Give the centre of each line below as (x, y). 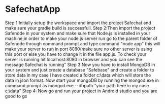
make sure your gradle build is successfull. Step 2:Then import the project (80, 28)
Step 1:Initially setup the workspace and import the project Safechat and (78, 23)
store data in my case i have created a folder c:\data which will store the (78, 75)
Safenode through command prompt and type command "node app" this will (83, 43)
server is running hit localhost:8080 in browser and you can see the (74, 59)
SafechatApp (33, 9)
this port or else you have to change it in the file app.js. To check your (76, 54)
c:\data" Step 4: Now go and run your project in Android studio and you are (81, 91)
